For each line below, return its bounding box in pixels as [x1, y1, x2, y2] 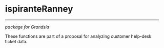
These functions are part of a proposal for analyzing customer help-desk [5, 33, 152, 39]
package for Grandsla [5, 24, 50, 30]
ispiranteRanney [5, 3, 73, 15]
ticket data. [5, 38, 28, 44]
